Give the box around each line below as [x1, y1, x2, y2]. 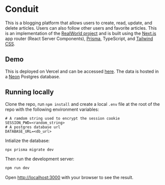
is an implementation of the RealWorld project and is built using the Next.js [5, 30, 157, 36]
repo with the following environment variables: [5, 106, 99, 112]
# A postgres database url [5, 125, 61, 130]
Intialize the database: [5, 138, 50, 143]
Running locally [5, 88, 54, 96]
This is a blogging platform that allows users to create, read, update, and [5, 20, 153, 26]
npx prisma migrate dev [5, 147, 54, 152]
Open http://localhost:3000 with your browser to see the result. [5, 175, 134, 181]
